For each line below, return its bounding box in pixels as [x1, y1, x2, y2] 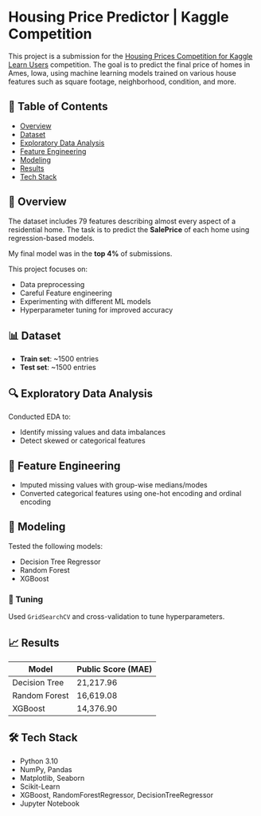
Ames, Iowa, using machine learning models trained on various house [8, 68, 236, 77]
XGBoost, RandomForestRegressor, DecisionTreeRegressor [19, 790, 214, 799]
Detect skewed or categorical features [19, 436, 146, 446]
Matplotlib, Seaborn [19, 773, 85, 782]
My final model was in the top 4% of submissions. [8, 248, 173, 258]
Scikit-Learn [19, 782, 60, 791]
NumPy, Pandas [19, 764, 72, 774]
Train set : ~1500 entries [19, 354, 99, 364]
